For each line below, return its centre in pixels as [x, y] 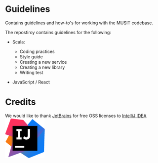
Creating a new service [43, 62]
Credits [20, 102]
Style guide [31, 57]
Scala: [19, 42]
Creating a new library [42, 67]
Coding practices [37, 51]
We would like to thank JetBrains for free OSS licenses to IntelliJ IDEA [76, 116]
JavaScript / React [31, 82]
